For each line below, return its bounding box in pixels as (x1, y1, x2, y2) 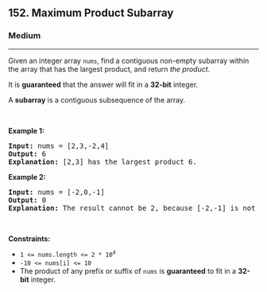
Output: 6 (8, 149, 46, 158)
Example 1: (8, 126, 45, 135)
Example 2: (8, 172, 46, 181)
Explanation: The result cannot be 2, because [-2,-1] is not (8, 203, 256, 212)
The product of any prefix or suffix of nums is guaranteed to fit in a (19, 266, 237, 275)
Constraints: (8, 234, 51, 243)
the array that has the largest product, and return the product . (8, 64, 211, 74)
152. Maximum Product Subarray (8, 6, 174, 20)
